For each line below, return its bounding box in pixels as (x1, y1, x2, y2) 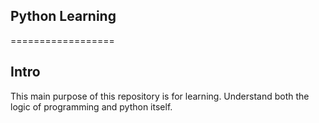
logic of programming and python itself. (10, 100, 173, 113)
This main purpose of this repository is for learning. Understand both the (10, 90, 310, 102)
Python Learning (10, 8, 117, 25)
